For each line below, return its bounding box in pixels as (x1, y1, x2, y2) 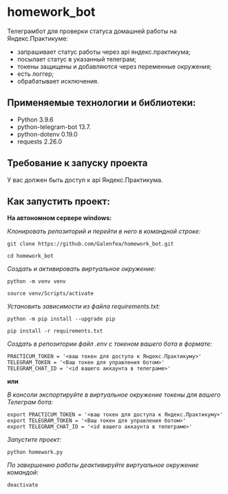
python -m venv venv (7, 278, 67, 285)
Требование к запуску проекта (7, 157, 148, 169)
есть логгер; (17, 70, 54, 78)
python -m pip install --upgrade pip (7, 315, 116, 323)
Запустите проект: (7, 435, 62, 444)
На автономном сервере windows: (7, 214, 112, 222)
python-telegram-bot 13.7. (17, 122, 92, 131)
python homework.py (7, 449, 63, 456)
